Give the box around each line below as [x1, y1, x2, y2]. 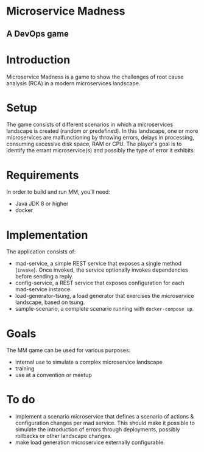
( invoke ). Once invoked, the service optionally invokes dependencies [15, 266, 188, 274]
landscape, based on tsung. [15, 298, 85, 306]
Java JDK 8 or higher [15, 200, 69, 208]
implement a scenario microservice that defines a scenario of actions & [15, 413, 194, 420]
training [15, 365, 35, 372]
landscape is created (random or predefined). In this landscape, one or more [6, 127, 199, 135]
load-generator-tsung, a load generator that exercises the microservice [15, 292, 194, 300]
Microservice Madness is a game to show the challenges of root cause [6, 73, 184, 80]
